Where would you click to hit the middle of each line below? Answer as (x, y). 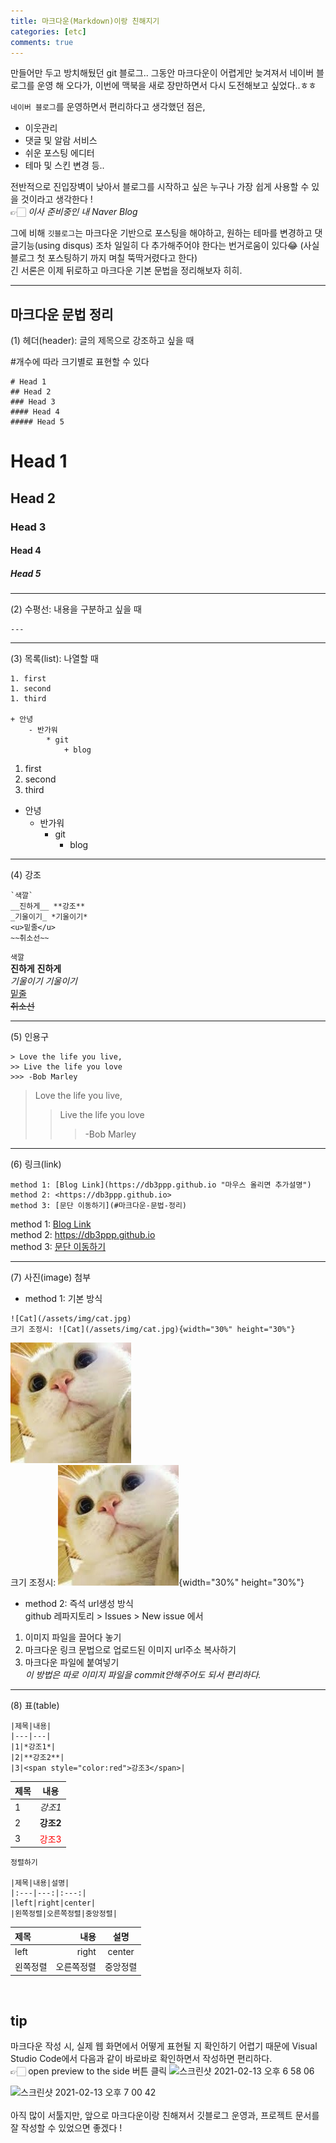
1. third (28, 699)
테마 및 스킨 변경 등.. (64, 166)
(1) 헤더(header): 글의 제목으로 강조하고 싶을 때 (102, 341)
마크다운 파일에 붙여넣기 (72, 1662)
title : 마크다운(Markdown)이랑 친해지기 (85, 21)
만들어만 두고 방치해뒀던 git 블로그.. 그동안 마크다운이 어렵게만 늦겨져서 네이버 (162, 73)
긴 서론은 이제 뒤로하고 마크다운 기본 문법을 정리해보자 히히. (126, 271)
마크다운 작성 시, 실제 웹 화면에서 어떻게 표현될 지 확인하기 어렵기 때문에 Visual (164, 2046)
